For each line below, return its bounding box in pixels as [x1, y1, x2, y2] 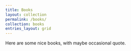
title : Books [5, 7, 33, 13]
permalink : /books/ [5, 17, 47, 22]
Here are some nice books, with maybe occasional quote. [5, 40, 126, 46]
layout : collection [5, 12, 47, 17]
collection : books [5, 21, 44, 27]
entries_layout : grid [5, 26, 51, 31]
